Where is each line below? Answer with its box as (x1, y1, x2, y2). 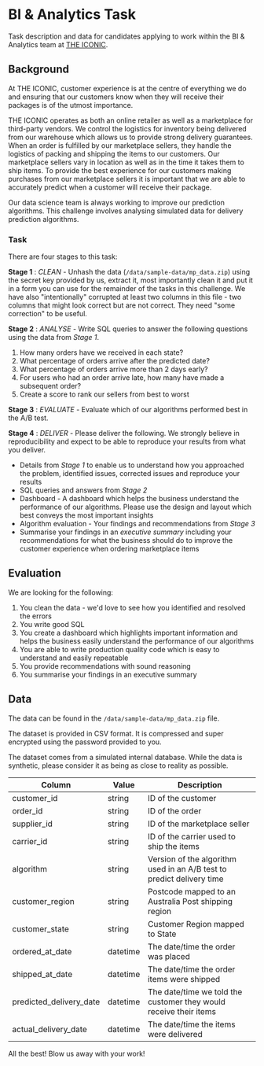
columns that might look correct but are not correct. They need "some (8, 301, 236, 310)
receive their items (148, 1005, 216, 1016)
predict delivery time (148, 873, 224, 884)
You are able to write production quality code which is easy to (19, 644, 220, 654)
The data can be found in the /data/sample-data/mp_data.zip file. (8, 714, 220, 723)
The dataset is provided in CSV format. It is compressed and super (8, 728, 224, 738)
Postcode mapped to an (148, 886, 236, 897)
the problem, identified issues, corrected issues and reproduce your (19, 469, 240, 478)
